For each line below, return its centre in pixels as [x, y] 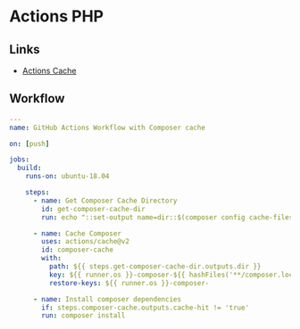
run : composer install [83, 316]
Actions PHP [57, 16]
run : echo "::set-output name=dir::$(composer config [143, 217]
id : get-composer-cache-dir [93, 209]
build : [29, 168]
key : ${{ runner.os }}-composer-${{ [117, 275]
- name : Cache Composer [77, 234]
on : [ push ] [29, 144]
